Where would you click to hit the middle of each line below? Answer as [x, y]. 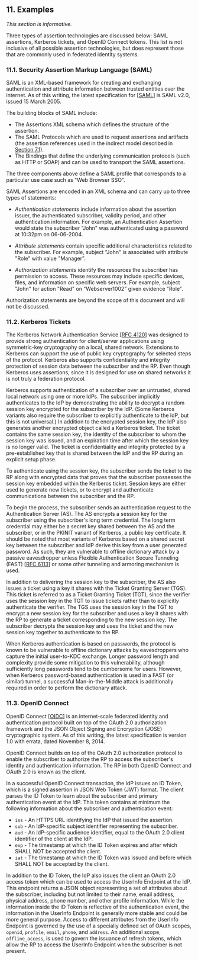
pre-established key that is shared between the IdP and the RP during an [95, 453]
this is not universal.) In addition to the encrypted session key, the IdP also [97, 422]
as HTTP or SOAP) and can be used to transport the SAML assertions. [100, 162]
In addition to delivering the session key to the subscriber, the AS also [91, 582]
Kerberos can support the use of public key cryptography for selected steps [99, 354]
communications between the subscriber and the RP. [71, 496]
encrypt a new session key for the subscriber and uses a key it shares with [97, 614]
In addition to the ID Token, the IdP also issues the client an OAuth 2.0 [91, 875]
